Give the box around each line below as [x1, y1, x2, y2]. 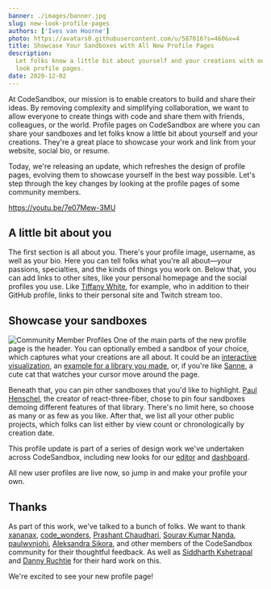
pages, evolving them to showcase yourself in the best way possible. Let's [8, 170, 256, 179]
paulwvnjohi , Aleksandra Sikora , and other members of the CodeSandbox [8, 539, 252, 549]
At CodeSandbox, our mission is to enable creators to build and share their [8, 94, 256, 103]
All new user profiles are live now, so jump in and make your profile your [8, 468, 248, 478]
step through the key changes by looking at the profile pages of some [8, 179, 240, 188]
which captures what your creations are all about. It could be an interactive [8, 352, 257, 362]
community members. [8, 187, 81, 196]
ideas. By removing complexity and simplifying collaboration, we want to [8, 103, 249, 112]
